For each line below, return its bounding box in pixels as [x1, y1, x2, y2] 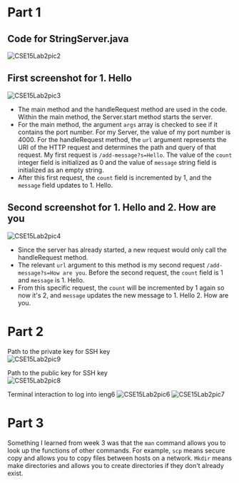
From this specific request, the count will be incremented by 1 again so [17, 283, 225, 292]
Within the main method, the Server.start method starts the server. [17, 112, 213, 121]
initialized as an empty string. [17, 166, 105, 174]
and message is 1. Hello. [17, 275, 85, 284]
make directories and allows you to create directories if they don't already [7, 461, 225, 469]
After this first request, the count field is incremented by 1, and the [17, 173, 212, 182]
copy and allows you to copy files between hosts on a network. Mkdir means [7, 454, 232, 462]
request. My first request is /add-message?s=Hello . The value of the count [17, 151, 233, 159]
